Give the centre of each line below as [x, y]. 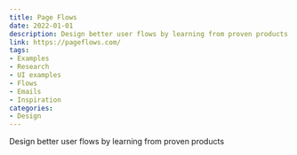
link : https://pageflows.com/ [65, 42]
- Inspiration [36, 100]
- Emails [25, 91]
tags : [19, 50]
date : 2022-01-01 [41, 26]
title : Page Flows [43, 17]
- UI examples [36, 75]
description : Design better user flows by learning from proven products [149, 34]
